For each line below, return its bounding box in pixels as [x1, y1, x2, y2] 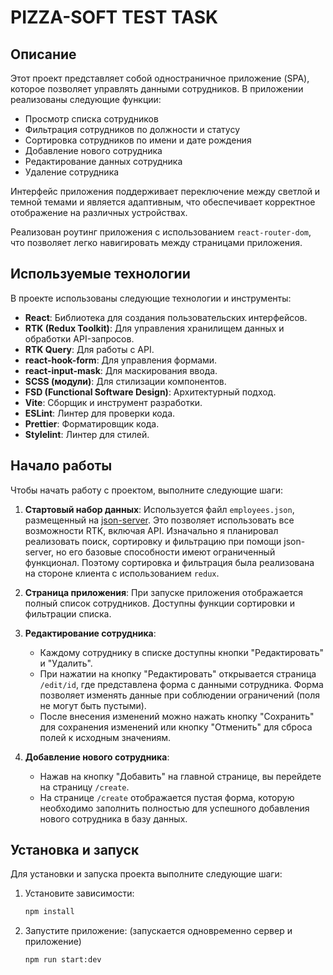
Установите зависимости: [24, 887, 135, 900]
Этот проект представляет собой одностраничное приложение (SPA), [10, 72, 310, 84]
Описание [10, 46, 77, 63]
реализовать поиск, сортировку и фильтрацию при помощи [24, 535, 282, 547]
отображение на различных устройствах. [10, 207, 188, 218]
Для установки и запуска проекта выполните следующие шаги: [10, 868, 283, 880]
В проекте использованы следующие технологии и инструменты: [10, 292, 292, 304]
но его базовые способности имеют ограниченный [55, 546, 276, 558]
